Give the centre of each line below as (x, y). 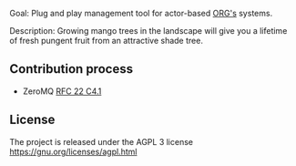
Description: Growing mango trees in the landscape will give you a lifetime (148, 31)
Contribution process (71, 69)
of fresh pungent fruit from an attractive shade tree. (106, 41)
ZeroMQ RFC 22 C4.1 (62, 91)
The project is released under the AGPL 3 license (102, 141)
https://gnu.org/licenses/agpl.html (73, 151)
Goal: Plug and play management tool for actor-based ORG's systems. (141, 13)
